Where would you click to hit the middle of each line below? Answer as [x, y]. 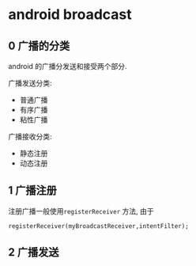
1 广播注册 [33, 190]
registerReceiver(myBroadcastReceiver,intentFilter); [99, 226]
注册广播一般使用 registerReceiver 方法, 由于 [81, 211]
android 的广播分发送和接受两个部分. [68, 66]
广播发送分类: [30, 83]
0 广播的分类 [39, 46]
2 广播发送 [34, 252]
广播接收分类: [30, 137]
